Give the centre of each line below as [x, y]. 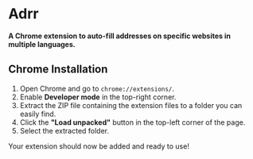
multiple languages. [42, 44]
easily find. [38, 114]
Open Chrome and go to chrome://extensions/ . [97, 88]
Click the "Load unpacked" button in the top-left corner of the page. [132, 122]
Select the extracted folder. [64, 130]
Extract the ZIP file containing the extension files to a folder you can [131, 105]
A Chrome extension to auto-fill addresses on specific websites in [119, 36]
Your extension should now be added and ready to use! [99, 146]
